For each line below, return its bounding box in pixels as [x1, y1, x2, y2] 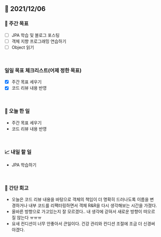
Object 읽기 [11, 44, 34, 50]
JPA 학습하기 [11, 162, 37, 168]
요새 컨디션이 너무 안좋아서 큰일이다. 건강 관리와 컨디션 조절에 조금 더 [11, 221, 143, 227]
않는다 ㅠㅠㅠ [16, 215, 42, 221]
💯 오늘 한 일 [4, 108, 30, 114]
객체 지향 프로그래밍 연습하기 [11, 38, 66, 44]
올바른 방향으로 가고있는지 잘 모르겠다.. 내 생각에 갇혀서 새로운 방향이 [11, 209, 143, 215]
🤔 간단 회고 [4, 185, 29, 191]
